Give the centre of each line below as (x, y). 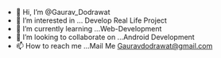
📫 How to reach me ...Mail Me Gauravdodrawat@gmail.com (114, 46)
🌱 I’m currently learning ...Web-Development (89, 29)
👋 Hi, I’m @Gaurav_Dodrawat (63, 12)
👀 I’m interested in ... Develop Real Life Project (91, 20)
